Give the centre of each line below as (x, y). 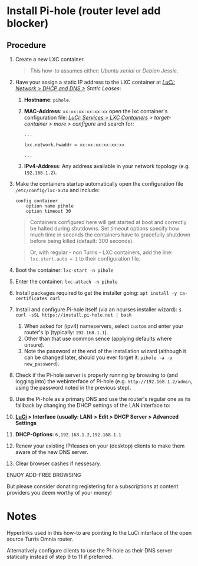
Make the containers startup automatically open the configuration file (99, 184)
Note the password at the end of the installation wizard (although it (105, 351)
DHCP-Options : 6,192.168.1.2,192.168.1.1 (68, 434)
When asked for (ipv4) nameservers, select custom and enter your (104, 326)
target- (163, 117)
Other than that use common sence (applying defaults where (98, 338)
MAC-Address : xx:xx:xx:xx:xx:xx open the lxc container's (96, 111)
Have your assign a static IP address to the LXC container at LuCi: (95, 82)
